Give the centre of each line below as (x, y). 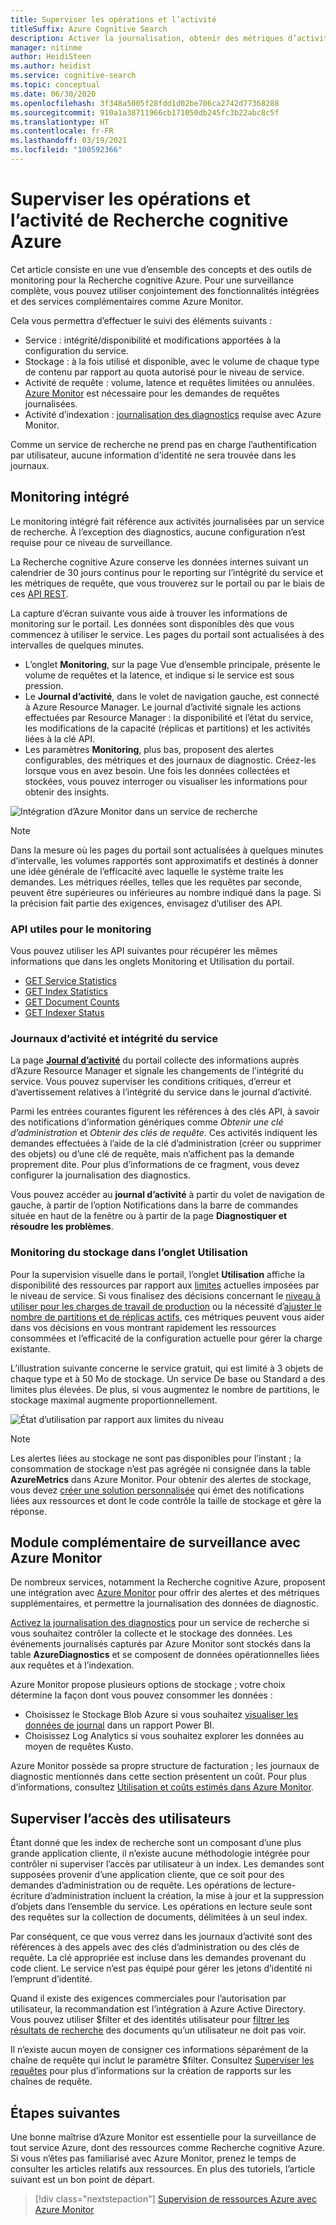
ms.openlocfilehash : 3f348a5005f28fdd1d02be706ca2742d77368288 (145, 103)
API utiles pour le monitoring (81, 929)
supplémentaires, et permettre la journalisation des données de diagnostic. (164, 1603)
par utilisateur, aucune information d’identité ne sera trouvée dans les (153, 455)
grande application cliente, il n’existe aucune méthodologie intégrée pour (160, 1853)
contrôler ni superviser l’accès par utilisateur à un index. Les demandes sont (167, 1864)
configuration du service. (76, 350)
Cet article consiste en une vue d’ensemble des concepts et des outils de (161, 269)
